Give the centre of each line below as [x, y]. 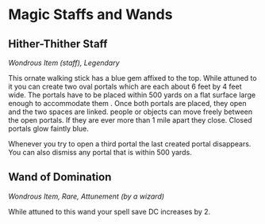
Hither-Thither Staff [58, 44]
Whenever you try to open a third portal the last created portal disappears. [130, 144]
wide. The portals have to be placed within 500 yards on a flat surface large [132, 95]
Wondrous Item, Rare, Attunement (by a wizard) [86, 196]
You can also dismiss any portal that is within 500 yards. [100, 152]
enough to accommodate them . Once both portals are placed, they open [128, 103]
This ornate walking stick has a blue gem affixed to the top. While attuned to [132, 78]
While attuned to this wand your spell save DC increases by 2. [109, 211]
